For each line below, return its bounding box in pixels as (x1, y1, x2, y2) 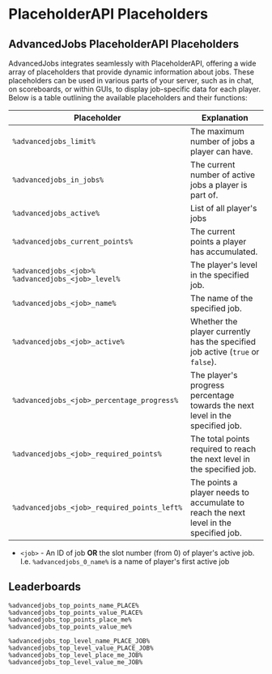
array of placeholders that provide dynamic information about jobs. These (8, 67, 255, 77)
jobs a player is (189, 180, 248, 190)
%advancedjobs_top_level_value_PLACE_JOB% (8, 644, 154, 652)
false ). (189, 357, 217, 367)
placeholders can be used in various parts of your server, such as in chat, (8, 76, 254, 85)
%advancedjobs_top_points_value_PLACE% (8, 608, 143, 617)
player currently (189, 326, 251, 337)
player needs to (189, 487, 249, 498)
